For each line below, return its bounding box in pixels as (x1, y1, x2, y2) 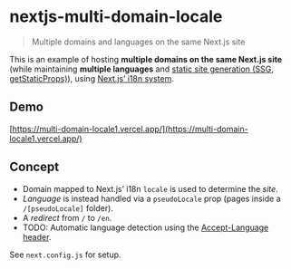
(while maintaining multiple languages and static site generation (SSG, (9, 63, 275, 74)
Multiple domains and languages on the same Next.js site (31, 36, 246, 47)
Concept (9, 159, 60, 175)
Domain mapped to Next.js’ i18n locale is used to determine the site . (22, 183, 278, 194)
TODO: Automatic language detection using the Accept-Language (22, 222, 269, 233)
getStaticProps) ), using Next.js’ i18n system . (9, 72, 174, 83)
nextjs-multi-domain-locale (9, 6, 223, 27)
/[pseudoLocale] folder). (22, 202, 113, 214)
